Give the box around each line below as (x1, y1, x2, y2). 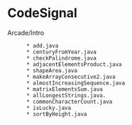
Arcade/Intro (7, 28, 45, 37)
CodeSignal (7, 5, 78, 21)
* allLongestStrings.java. (26, 92, 106, 99)
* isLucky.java (26, 104, 72, 112)
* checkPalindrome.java (26, 55, 97, 62)
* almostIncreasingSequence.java (26, 80, 126, 87)
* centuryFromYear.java (26, 48, 97, 55)
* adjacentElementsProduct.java (26, 60, 122, 68)
